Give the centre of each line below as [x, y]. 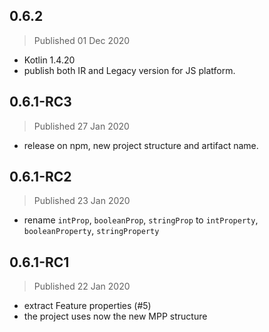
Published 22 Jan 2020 [82, 286]
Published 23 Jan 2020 [82, 201]
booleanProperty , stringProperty [91, 231]
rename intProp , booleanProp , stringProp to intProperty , [141, 220]
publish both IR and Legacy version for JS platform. [129, 70]
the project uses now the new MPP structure [115, 316]
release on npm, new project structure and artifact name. [141, 145]
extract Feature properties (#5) [87, 306]
